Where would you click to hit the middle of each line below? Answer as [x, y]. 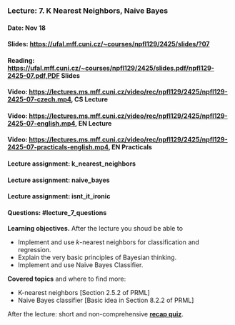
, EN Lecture [93, 123]
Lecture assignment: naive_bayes [59, 180]
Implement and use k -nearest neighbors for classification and [109, 242]
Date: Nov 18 [27, 28]
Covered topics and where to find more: [67, 279]
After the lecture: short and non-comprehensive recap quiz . [96, 314]
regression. [34, 250]
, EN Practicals [130, 147]
